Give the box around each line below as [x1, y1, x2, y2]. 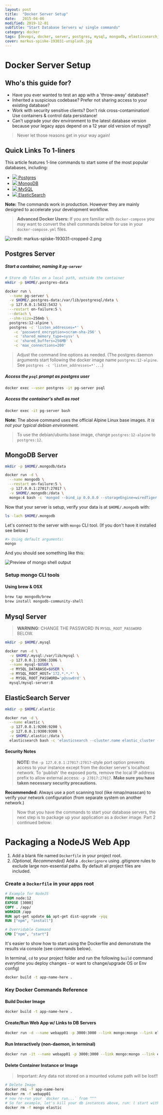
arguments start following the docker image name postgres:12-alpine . [16, 357, 158, 363]
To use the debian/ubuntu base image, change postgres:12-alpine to [16, 431, 156, 438]
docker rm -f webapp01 [5, 1092, 51, 1097]
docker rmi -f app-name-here [5, 1087, 64, 1092]
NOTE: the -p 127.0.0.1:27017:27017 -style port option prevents [16, 760, 145, 765]
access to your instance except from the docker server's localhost [16, 764, 150, 770]
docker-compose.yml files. [16, 226, 67, 232]
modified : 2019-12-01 [5, 20, 49, 26]
